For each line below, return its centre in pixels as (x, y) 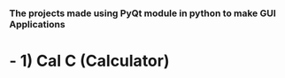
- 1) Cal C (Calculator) (89, 61)
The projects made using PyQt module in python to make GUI (142, 13)
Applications (37, 24)
